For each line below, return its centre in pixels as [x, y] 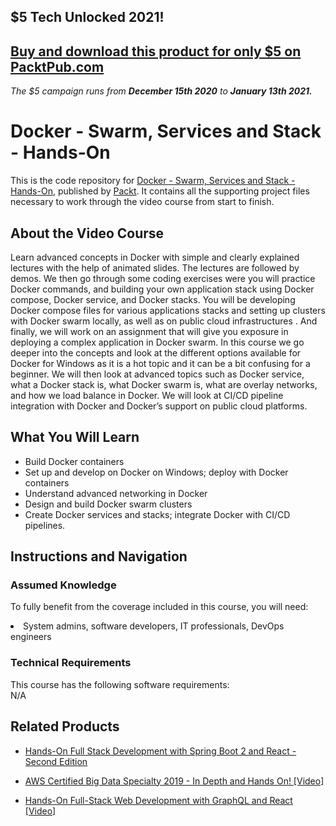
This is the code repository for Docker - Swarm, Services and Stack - [153, 181]
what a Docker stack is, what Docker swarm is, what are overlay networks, [164, 384]
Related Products [65, 726]
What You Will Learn [75, 437]
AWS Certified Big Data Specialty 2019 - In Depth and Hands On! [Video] [174, 781]
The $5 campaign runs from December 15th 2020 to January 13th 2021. [161, 91]
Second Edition [56, 761]
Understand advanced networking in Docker [116, 493]
